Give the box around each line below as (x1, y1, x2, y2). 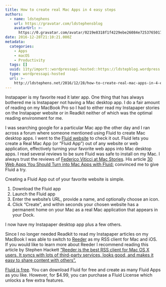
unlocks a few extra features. (5, 277, 65, 283)
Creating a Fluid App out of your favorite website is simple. (5, 176, 124, 182)
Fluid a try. (5, 166, 27, 173)
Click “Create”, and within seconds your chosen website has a (12, 201, 139, 207)
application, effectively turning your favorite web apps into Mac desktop (5, 145, 152, 151)
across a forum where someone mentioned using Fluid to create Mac (5, 130, 146, 136)
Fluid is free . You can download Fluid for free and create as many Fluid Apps (5, 267, 161, 273)
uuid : (9, 67, 21, 72)
